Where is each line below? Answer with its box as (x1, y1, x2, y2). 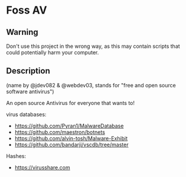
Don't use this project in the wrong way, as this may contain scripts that (6, 42, 180, 50)
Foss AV (6, 4, 47, 17)
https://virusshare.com (14, 163, 70, 171)
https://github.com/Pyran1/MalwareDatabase (14, 122, 124, 129)
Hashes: (6, 152, 27, 159)
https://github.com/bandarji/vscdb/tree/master (14, 141, 129, 148)
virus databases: (6, 110, 47, 118)
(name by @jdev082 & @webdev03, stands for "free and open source (6, 81, 176, 88)
